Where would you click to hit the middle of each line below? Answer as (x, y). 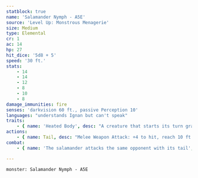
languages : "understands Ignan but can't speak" (67, 115)
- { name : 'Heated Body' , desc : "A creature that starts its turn (100, 126)
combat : (16, 142)
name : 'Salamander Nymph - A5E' (46, 17)
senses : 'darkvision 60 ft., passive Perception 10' (72, 110)
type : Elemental (26, 33)
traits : (16, 121)
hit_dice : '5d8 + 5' (32, 55)
